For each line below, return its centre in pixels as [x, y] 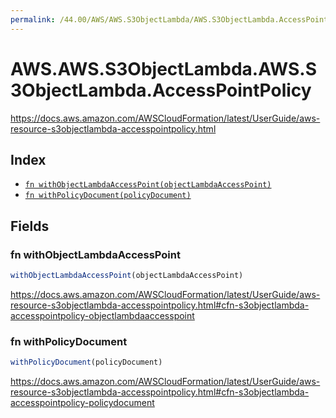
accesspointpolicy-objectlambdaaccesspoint [102, 315]
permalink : [33, 19]
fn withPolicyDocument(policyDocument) [108, 196]
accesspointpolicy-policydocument [82, 403]
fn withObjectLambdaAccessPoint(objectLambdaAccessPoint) [148, 185]
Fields [30, 226]
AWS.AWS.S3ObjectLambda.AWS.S [163, 68]
